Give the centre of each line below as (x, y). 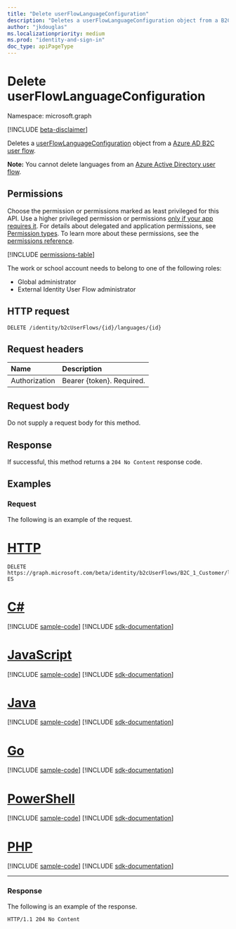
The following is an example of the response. (72, 906)
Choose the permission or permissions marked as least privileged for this (113, 211)
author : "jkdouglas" (38, 27)
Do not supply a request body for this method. (74, 423)
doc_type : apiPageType (40, 46)
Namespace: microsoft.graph (50, 116)
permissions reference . (41, 241)
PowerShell (41, 798)
